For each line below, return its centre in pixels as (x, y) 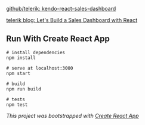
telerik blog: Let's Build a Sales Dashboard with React (72, 20)
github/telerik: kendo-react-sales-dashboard (61, 9)
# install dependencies (36, 52)
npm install (21, 58)
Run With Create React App (58, 39)
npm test (17, 104)
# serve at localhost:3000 (40, 68)
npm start (18, 73)
